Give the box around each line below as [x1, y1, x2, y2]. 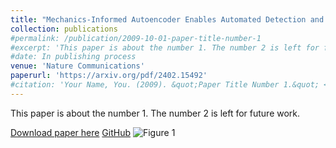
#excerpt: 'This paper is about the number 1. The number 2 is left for [10, 42, 320, 53]
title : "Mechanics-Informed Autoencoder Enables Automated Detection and [10, 14, 325, 25]
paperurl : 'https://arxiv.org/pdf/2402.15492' [10, 71, 208, 81]
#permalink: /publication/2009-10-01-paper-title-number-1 [10, 33, 262, 43]
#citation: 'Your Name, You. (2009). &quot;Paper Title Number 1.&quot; [10, 80, 320, 90]
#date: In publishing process [10, 52, 137, 62]
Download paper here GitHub [10, 126, 132, 138]
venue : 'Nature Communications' [10, 61, 145, 71]
